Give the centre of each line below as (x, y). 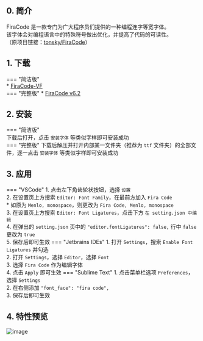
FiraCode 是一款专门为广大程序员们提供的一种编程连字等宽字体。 (88, 27)
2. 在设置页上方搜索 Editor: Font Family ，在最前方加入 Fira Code (89, 198)
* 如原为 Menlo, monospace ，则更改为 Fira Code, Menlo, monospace (90, 205)
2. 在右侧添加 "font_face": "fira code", (58, 288)
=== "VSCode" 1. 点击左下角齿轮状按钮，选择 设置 (69, 190)
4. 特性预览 (27, 316)
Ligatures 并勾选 (27, 249)
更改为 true (21, 234)
